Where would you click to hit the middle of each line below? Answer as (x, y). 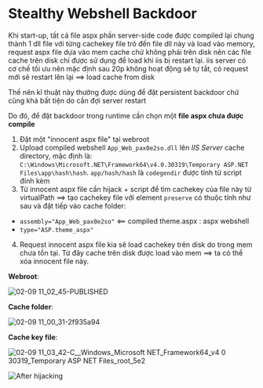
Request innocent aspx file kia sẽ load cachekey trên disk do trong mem (136, 245)
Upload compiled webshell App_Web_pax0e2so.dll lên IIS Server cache (132, 147)
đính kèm (35, 180)
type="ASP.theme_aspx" (57, 230)
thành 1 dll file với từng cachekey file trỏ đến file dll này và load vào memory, (131, 43)
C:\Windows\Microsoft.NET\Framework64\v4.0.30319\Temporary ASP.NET (134, 165)
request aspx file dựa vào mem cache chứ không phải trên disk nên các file (130, 52)
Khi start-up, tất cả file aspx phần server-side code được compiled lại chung (131, 35)
